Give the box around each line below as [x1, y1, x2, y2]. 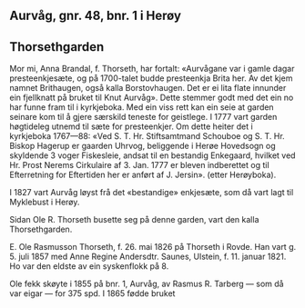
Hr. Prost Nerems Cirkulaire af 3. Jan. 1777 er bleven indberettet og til [9, 160, 270, 171]
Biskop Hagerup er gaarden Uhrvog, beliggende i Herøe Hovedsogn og [9, 141, 276, 152]
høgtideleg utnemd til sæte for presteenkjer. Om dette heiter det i [9, 121, 253, 132]
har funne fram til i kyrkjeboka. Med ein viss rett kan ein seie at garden [9, 102, 275, 113]
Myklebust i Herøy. [9, 196, 80, 208]
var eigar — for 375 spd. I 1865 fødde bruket [9, 288, 176, 299]
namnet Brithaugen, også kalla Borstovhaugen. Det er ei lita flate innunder [9, 83, 287, 94]
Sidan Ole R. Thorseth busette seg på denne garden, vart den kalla [9, 214, 259, 225]
